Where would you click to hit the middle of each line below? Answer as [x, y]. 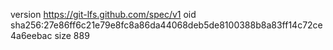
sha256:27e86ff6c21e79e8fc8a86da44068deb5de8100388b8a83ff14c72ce [166, 25]
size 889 [72, 35]
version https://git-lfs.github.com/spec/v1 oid [103, 14]
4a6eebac [31, 35]
